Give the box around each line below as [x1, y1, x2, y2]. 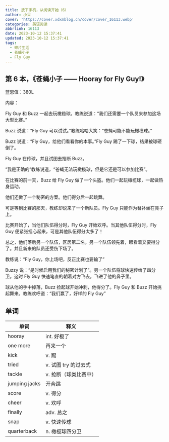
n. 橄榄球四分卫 [45, 428, 82, 435]
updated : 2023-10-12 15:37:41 [5, 36, 69, 41]
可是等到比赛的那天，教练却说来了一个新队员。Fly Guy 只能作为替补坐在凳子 [5, 205, 164, 211]
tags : [5, 41, 17, 46]
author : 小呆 [5, 12, 31, 17]
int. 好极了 [45, 333, 70, 340]
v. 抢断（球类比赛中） [45, 371, 97, 378]
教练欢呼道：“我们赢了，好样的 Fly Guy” [22, 290, 106, 297]
